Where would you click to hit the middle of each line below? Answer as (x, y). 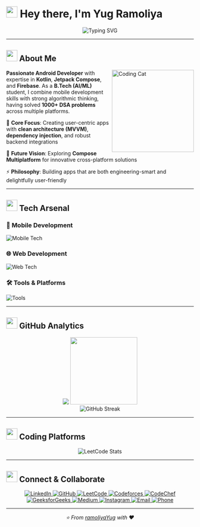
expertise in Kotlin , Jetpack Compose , (54, 79)
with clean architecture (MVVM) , (47, 129)
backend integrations (32, 142)
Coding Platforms (52, 437)
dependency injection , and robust (49, 135)
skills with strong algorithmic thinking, (53, 98)
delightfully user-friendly (37, 180)
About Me (37, 59)
